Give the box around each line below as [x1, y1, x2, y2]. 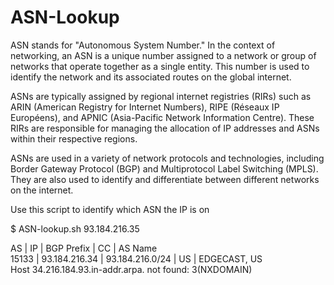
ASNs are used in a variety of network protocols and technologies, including [10, 152, 325, 164]
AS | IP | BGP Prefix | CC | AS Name [10, 242, 158, 254]
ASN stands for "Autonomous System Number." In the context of [10, 39, 276, 51]
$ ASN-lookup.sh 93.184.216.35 [10, 222, 140, 235]
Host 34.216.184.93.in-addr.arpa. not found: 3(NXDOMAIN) [10, 263, 253, 275]
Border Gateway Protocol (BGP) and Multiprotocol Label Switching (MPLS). [10, 162, 319, 175]
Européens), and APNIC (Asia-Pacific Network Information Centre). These [10, 111, 315, 123]
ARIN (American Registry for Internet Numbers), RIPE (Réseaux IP [10, 101, 280, 113]
